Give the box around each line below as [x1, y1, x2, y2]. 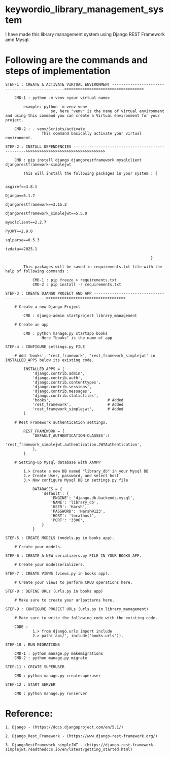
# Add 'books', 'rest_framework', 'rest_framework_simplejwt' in [14, 353, 156, 358]
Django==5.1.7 [5, 193, 36, 198]
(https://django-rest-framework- [84, 742, 156, 747]
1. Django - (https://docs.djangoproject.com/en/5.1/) [5, 724, 124, 730]
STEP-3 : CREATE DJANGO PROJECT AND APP [5, 291, 92, 296]
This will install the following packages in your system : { [23, 171, 158, 176]
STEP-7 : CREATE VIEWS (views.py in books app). [5, 571, 110, 576]
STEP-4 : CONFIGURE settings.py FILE [5, 344, 85, 349]
